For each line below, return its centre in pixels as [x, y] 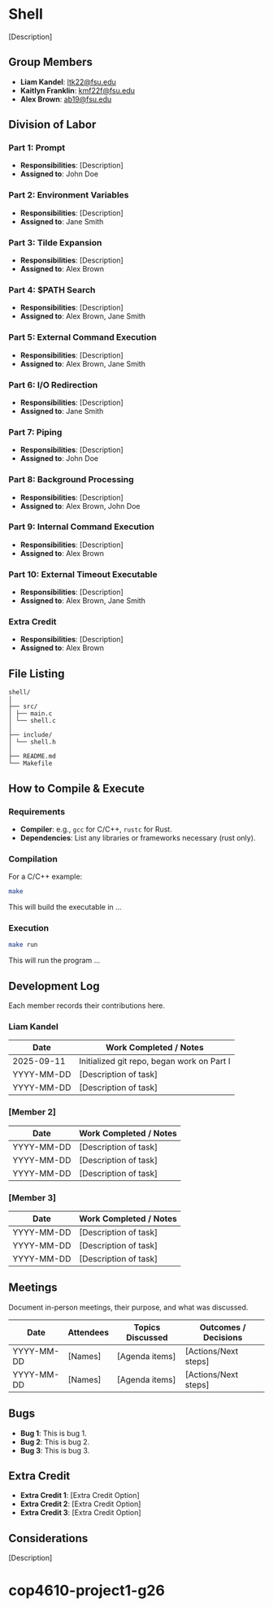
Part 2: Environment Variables [69, 195]
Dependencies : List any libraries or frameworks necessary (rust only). [138, 837]
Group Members [51, 62]
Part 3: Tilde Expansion [55, 242]
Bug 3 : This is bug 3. [55, 1450]
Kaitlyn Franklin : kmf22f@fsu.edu [78, 90]
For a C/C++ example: [45, 877]
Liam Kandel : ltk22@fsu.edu [68, 81]
